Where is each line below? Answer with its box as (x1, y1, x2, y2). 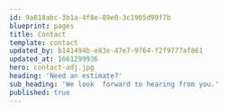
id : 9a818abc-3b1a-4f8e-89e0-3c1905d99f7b (9, 13, 171, 22)
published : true (9, 88, 70, 97)
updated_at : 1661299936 (9, 55, 99, 64)
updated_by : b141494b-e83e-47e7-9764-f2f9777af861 (9, 47, 204, 55)
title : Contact (9, 30, 67, 38)
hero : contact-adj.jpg (9, 64, 95, 73)
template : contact (9, 38, 78, 47)
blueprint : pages (9, 21, 75, 30)
